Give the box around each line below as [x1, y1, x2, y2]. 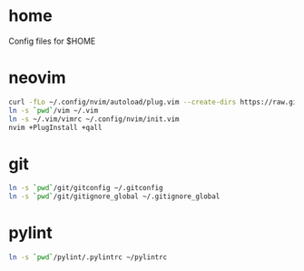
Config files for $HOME [8, 35, 96, 46]
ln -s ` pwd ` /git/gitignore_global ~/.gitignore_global [8, 192, 221, 201]
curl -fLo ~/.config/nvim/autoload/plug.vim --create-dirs [8, 97, 237, 106]
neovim [8, 67, 66, 88]
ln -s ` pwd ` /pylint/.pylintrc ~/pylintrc [8, 253, 168, 262]
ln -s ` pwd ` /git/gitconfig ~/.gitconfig [8, 184, 164, 193]
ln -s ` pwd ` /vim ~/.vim [8, 105, 99, 115]
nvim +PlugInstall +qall [8, 123, 103, 132]
